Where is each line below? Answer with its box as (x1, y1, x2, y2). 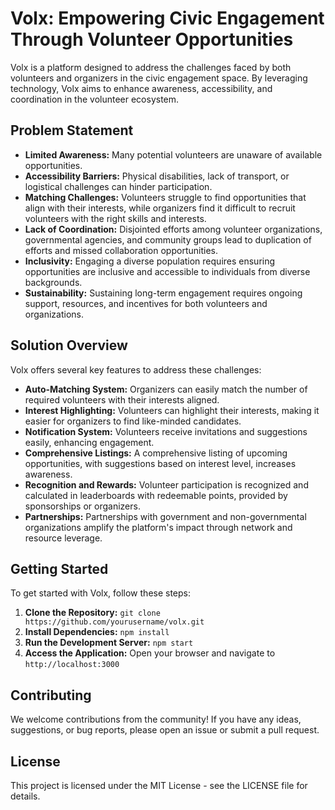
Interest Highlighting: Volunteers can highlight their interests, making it (24, 404, 320, 416)
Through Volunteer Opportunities (10, 28, 294, 51)
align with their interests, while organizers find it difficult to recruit (24, 202, 296, 214)
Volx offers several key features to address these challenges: (10, 363, 262, 376)
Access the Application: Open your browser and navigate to (24, 647, 276, 659)
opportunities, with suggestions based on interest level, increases (24, 457, 297, 469)
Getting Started (10, 560, 109, 577)
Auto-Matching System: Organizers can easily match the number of (24, 383, 308, 395)
